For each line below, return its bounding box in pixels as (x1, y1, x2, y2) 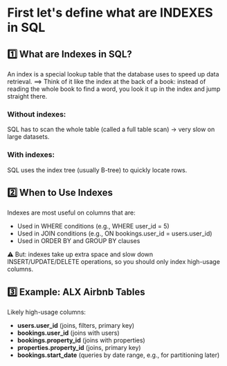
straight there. (7, 92, 48, 100)
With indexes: (7, 150, 55, 160)
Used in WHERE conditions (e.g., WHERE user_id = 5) (17, 222, 170, 231)
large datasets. (7, 133, 50, 141)
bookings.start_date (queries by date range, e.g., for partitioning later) (17, 351, 220, 359)
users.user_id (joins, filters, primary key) (17, 322, 135, 330)
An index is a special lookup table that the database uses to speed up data (7, 70, 219, 78)
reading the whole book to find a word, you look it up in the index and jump (7, 85, 221, 93)
